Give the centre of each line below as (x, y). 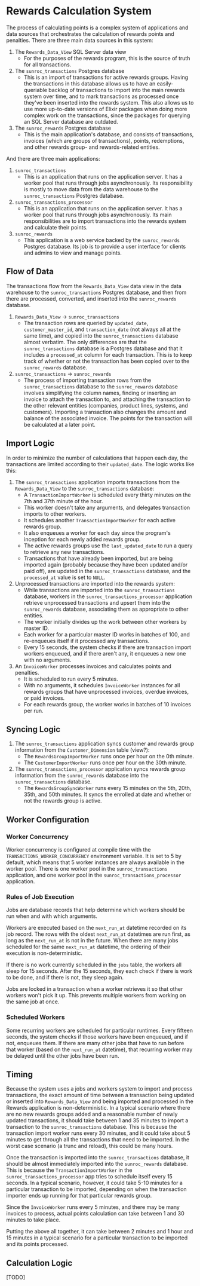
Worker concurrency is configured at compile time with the (79, 850)
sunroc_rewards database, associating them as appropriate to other (106, 609)
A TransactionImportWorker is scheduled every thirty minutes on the (107, 495)
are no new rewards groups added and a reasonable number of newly (92, 1114)
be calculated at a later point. (59, 424)
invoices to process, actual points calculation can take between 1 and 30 (96, 1214)
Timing (19, 1075)
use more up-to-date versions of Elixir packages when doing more (105, 109)
